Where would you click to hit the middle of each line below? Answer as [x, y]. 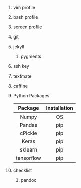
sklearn [28, 150]
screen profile [27, 27]
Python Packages [31, 96]
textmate [22, 76]
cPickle [28, 133]
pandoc [28, 180]
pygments [31, 56]
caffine [20, 86]
